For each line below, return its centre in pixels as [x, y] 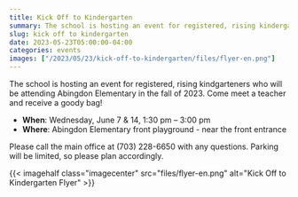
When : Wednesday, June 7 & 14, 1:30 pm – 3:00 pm [116, 120]
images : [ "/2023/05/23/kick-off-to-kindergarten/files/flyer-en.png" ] [142, 59]
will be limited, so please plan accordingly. [86, 156]
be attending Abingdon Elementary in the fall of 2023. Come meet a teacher [148, 93]
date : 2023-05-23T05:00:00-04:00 [71, 42]
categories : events [45, 51]
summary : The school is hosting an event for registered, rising [132, 26]
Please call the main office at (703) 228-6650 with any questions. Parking [144, 146]
